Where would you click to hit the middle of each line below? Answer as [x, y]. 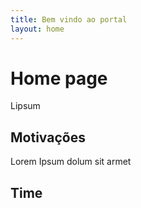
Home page [59, 78]
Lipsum [25, 106]
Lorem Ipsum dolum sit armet [71, 162]
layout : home [37, 29]
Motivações [48, 137]
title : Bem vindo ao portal [69, 19]
